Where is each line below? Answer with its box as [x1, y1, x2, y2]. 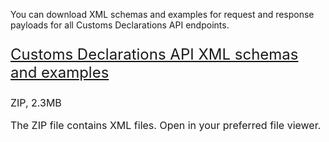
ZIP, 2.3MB [10, 96, 62, 109]
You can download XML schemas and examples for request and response [10, 9, 315, 20]
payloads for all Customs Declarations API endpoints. [10, 19, 230, 31]
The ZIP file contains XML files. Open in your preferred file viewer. [10, 119, 322, 132]
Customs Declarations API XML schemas [10, 45, 299, 64]
